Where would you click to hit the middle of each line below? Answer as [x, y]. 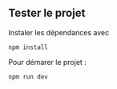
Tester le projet [47, 13]
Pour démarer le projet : [47, 62]
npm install [28, 47]
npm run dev [28, 77]
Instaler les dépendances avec [59, 32]
